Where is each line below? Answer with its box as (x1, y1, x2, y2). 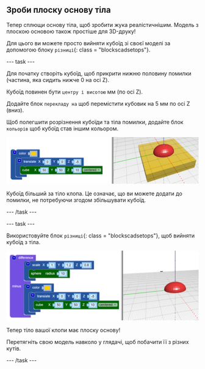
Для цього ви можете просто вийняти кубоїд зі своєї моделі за (6, 39, 171, 47)
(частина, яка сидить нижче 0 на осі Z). (6, 76, 110, 83)
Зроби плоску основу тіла (6, 5, 111, 15)
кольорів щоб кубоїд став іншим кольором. (6, 125, 119, 132)
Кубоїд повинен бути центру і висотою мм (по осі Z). (6, 88, 143, 95)
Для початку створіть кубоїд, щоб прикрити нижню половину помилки (6, 70, 192, 77)
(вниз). (6, 106, 24, 114)
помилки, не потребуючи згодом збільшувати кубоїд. (6, 196, 146, 204)
